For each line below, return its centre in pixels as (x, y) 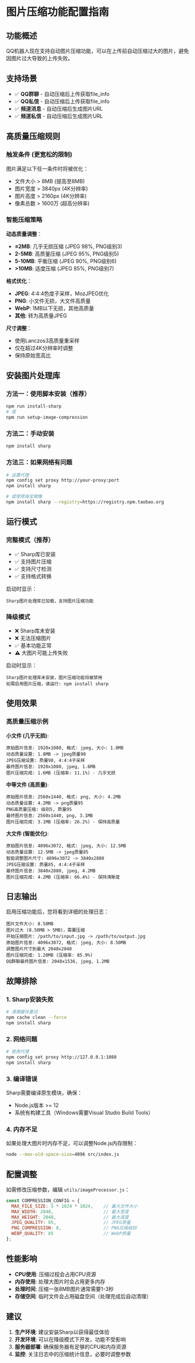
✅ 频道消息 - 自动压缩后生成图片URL (59, 108)
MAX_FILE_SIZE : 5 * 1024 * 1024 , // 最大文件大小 (75, 1206)
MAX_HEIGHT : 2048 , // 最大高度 (70, 1217)
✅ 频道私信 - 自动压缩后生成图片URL (59, 116)
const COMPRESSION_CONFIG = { (43, 1200)
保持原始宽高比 (33, 355)
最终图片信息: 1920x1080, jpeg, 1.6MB (51, 766)
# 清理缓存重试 (22, 1012)
